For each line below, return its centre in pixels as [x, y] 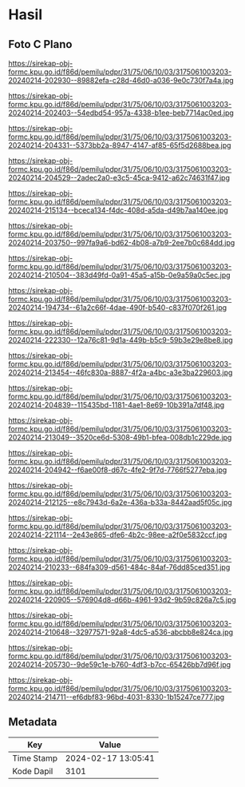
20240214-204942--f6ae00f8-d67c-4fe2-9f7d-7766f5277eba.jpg [118, 470]
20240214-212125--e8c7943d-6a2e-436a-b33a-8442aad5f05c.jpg [121, 502]
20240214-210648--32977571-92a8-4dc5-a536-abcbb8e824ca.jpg [121, 632]
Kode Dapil [33, 771]
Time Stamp [35, 758]
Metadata [33, 722]
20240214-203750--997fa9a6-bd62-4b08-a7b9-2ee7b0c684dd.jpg [122, 242]
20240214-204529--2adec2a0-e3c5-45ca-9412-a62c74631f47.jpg [119, 178]
